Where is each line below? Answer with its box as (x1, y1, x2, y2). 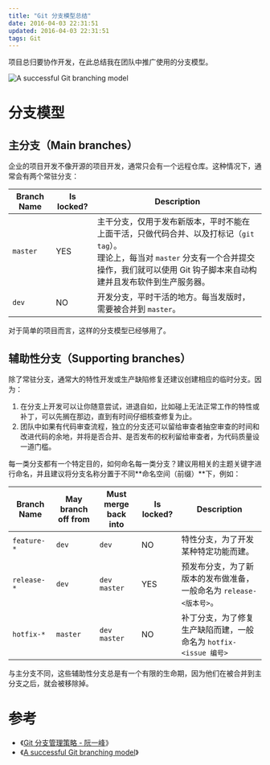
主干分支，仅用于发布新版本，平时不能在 (96, 216, 251, 228)
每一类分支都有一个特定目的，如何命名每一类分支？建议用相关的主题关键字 (8, 459, 255, 469)
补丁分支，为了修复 (181, 612, 255, 623)
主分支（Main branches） (8, 138, 138, 152)
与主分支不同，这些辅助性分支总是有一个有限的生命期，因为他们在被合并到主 (8, 668, 262, 678)
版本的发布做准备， (181, 573, 255, 584)
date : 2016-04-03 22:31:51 (8, 19, 99, 27)
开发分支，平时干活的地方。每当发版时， (96, 291, 251, 302)
